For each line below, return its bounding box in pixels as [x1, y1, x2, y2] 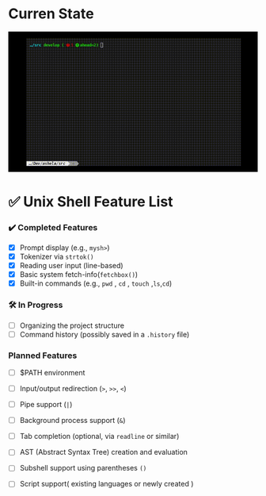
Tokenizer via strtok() [19, 252, 94, 261]
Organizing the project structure [19, 321, 125, 330]
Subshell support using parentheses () [19, 463, 147, 473]
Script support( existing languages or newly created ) [19, 479, 194, 489]
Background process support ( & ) [19, 416, 126, 425]
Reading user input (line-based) [19, 261, 124, 271]
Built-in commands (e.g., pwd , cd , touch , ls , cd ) [19, 279, 173, 288]
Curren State [8, 5, 94, 23]
